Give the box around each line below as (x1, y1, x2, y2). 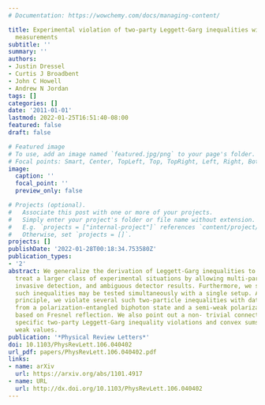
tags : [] (8, 92, 37, 99)
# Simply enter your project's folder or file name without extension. (8, 216, 256, 223)
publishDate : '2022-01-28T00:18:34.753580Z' (8, 246, 157, 253)
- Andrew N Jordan (8, 84, 69, 92)
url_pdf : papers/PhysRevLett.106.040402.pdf (8, 348, 157, 356)
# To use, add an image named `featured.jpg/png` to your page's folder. (8, 150, 256, 158)
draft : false (8, 129, 51, 137)
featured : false (8, 122, 62, 129)
